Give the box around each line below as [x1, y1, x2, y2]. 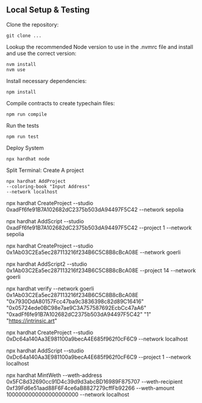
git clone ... [6, 33, 42, 39]
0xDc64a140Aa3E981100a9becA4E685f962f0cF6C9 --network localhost [6, 335, 188, 342]
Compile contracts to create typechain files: [6, 99, 115, 106]
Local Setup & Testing [6, 5, 90, 15]
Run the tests [6, 122, 39, 129]
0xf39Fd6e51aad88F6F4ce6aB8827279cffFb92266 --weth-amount [6, 384, 175, 392]
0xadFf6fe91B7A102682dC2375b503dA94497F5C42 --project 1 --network [6, 224, 192, 231]
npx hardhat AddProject [6, 178, 66, 184]
